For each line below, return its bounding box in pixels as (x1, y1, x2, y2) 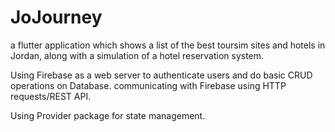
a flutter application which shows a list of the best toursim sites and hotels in (10, 39, 326, 51)
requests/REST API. (10, 90, 92, 102)
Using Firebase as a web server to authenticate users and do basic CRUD (10, 69, 313, 81)
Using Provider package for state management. (10, 109, 206, 121)
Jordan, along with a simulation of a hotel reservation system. (10, 49, 265, 61)
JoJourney (10, 6, 103, 29)
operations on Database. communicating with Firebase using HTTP (10, 79, 287, 91)
